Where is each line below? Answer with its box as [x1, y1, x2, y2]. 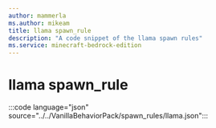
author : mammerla [8, 11, 67, 20]
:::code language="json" [8, 102, 89, 112]
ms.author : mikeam [8, 19, 70, 27]
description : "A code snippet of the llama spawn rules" [8, 34, 203, 42]
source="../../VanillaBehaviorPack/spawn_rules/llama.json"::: [8, 111, 209, 121]
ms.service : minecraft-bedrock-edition [8, 42, 142, 50]
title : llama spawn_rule [8, 26, 92, 34]
